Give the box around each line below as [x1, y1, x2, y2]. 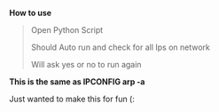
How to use [9, 8, 51, 18]
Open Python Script [30, 25, 104, 35]
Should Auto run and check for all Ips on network [30, 42, 211, 52]
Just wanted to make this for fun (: [9, 93, 136, 104]
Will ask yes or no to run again [30, 60, 142, 69]
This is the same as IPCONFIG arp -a [9, 76, 145, 87]
